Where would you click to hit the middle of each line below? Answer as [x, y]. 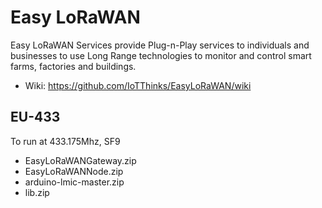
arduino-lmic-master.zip [74, 182]
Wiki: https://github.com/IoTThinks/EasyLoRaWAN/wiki [138, 85]
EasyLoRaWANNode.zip [74, 171]
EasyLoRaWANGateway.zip [80, 160]
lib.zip [37, 192]
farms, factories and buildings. [73, 66]
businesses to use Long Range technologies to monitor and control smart [161, 55]
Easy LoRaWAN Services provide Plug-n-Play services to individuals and [160, 45]
